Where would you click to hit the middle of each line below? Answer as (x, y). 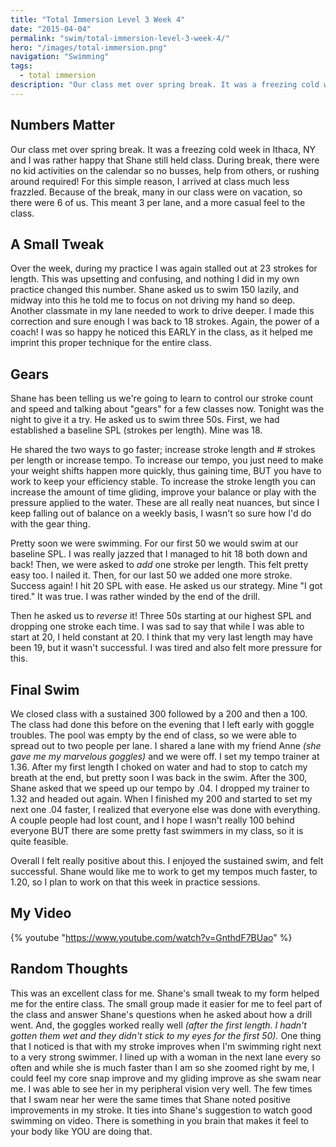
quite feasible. (39, 841)
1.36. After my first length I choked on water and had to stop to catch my (159, 767)
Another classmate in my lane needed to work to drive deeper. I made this (162, 311)
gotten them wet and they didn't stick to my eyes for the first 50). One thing (166, 1035)
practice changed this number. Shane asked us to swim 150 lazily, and (155, 290)
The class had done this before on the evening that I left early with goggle (162, 724)
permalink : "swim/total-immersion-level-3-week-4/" (120, 38)
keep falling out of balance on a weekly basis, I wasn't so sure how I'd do (161, 513)
